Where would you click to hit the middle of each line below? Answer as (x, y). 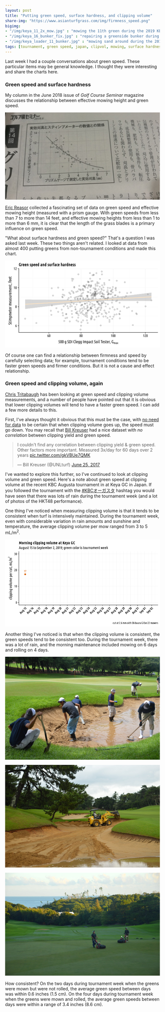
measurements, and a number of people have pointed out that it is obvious (81, 399)
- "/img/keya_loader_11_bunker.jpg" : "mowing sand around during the (79, 42)
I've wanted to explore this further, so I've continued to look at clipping (77, 474)
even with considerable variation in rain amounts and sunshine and (73, 521)
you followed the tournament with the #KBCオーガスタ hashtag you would (80, 490)
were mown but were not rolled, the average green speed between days (78, 988)
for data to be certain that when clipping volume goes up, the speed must (79, 425)
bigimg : (13, 26)
